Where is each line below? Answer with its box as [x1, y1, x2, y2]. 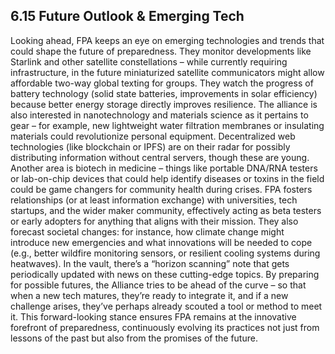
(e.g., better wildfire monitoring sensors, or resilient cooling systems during [10, 247, 321, 259]
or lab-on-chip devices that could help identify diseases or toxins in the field [10, 172, 325, 184]
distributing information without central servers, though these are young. [10, 151, 310, 163]
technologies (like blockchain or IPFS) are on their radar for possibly [10, 140, 291, 153]
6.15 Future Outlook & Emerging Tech [10, 8, 245, 25]
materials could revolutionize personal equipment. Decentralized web [10, 130, 296, 142]
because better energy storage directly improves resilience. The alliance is [10, 98, 318, 110]
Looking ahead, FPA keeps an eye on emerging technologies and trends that [10, 34, 325, 46]
